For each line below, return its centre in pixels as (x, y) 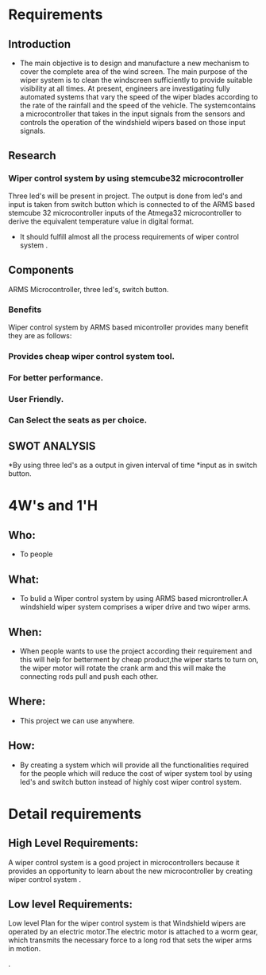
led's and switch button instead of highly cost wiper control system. (131, 782)
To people (36, 554)
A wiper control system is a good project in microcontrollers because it (124, 862)
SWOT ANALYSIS (52, 446)
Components (41, 270)
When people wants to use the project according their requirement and (136, 651)
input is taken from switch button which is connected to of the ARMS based (132, 204)
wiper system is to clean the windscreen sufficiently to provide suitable (136, 80)
